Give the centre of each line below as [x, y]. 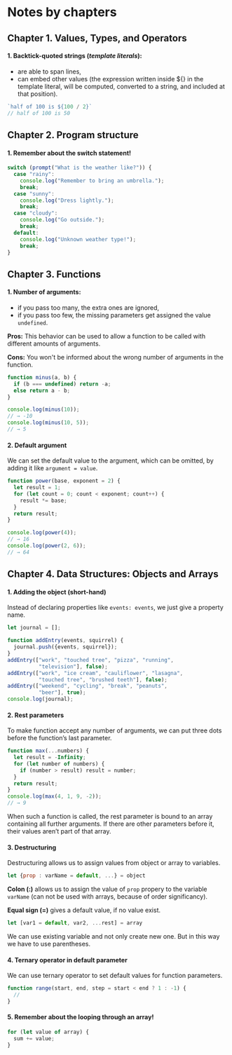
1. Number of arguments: [44, 292]
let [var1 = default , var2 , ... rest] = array [75, 923]
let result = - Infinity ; [50, 758]
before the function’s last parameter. [60, 738]
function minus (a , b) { [42, 377]
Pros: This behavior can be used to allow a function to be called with [106, 336]
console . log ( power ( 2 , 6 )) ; [47, 546]
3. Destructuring [32, 847]
